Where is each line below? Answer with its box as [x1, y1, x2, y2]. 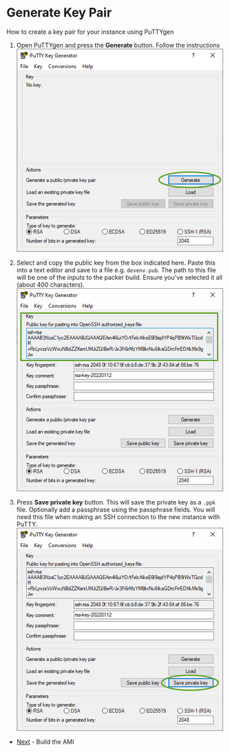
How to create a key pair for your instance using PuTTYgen [6, 28, 174, 36]
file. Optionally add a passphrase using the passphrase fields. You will [16, 505, 216, 514]
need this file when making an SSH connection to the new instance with [16, 512, 220, 521]
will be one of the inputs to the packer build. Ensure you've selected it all [16, 273, 223, 281]
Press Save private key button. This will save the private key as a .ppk [16, 498, 216, 506]
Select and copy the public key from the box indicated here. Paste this [16, 258, 216, 267]
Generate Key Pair [6, 5, 112, 21]
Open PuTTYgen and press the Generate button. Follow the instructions [16, 41, 220, 49]
